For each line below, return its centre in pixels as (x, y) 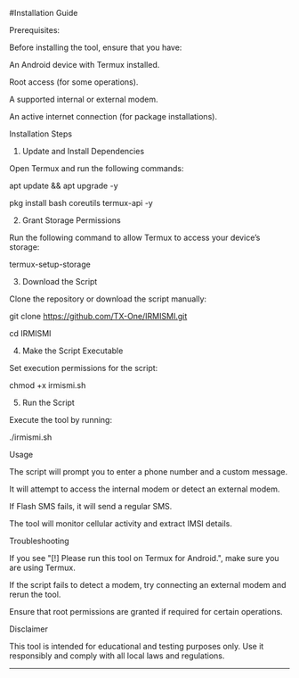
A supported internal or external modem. (84, 99)
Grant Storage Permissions (72, 220)
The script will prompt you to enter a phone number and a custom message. (149, 471)
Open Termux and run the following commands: (97, 168)
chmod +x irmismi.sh (48, 385)
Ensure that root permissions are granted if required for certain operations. (146, 612)
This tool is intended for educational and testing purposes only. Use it (137, 646)
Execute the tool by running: (61, 420)
